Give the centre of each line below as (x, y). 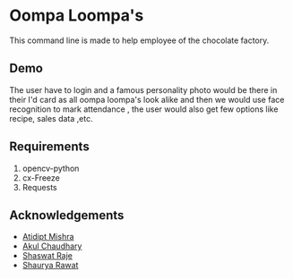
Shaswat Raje (47, 256)
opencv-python (51, 168)
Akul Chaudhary (52, 246)
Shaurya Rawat (50, 266)
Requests (39, 187)
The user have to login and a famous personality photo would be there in (143, 89)
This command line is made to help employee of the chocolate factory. (139, 40)
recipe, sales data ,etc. (51, 118)
